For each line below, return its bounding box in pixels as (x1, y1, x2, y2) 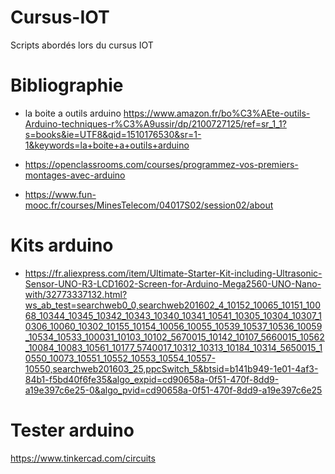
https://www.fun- (24, 188, 97, 200)
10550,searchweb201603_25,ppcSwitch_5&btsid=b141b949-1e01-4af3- (24, 362, 319, 375)
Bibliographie (10, 74, 124, 97)
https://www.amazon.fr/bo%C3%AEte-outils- (123, 107, 311, 119)
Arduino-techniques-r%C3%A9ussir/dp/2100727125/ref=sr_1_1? (24, 117, 287, 130)
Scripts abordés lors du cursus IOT (10, 39, 154, 51)
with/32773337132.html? (24, 288, 128, 300)
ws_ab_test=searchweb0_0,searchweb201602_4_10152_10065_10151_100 (24, 299, 321, 311)
